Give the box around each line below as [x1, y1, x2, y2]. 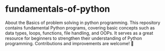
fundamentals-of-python [5, 3, 110, 15]
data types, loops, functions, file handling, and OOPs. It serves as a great [5, 30, 154, 36]
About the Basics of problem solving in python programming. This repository [5, 20, 161, 25]
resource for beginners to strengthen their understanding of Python [5, 35, 142, 41]
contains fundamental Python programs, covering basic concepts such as [5, 25, 155, 30]
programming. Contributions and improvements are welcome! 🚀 [5, 40, 134, 46]
